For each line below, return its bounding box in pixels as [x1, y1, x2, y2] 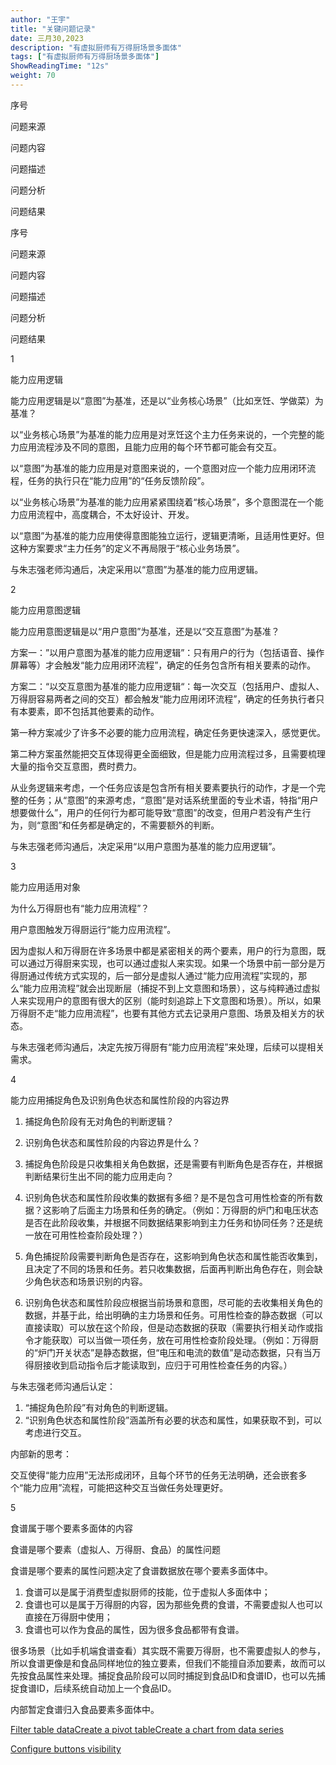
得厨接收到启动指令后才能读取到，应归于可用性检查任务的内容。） [24, 1359, 293, 1371]
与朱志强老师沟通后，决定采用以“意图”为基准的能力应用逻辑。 [10, 563, 264, 575]
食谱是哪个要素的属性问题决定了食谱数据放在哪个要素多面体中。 [10, 1564, 273, 1576]
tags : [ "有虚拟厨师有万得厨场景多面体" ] [10, 52, 160, 62]
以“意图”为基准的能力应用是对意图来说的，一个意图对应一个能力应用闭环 [10, 462, 308, 474]
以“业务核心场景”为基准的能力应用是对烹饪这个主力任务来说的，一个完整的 [10, 428, 317, 440]
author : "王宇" [10, 14, 71, 25]
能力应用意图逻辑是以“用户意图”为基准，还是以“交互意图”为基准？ [10, 625, 280, 637]
